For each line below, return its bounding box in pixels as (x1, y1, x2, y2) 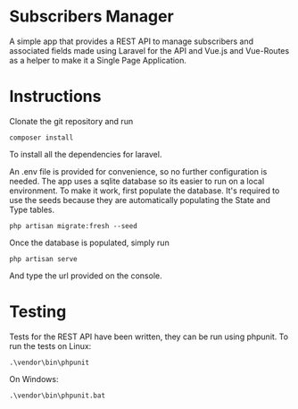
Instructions (9, 87, 102, 107)
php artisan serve (9, 254, 78, 263)
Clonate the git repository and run (9, 115, 134, 126)
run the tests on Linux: (9, 340, 92, 351)
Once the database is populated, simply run (9, 237, 170, 248)
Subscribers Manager (9, 6, 174, 27)
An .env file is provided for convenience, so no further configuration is (9, 166, 268, 176)
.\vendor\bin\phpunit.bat (9, 391, 105, 400)
